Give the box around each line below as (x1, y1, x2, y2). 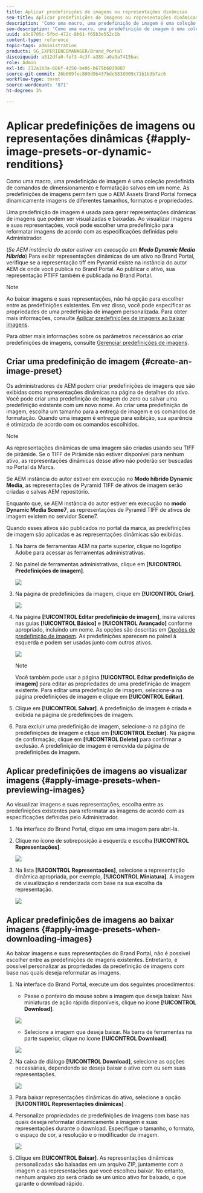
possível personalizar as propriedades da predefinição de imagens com (6, 963, 185, 970)
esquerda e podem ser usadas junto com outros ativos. (14, 639, 153, 646)
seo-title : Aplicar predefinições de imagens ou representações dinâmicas (6, 15, 199, 21)
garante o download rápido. (14, 1180, 85, 1188)
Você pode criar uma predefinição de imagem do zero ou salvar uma (6, 394, 178, 402)
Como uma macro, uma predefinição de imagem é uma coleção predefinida (6, 177, 195, 185)
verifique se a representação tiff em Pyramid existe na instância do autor (6, 258, 187, 266)
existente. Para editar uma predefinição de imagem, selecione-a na (14, 686, 182, 693)
